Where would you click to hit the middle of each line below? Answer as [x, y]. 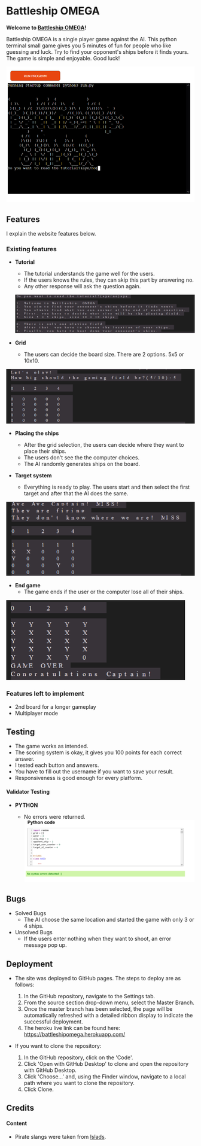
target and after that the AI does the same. [76, 493]
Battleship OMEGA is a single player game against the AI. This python [92, 39]
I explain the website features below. [51, 234]
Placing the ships [37, 433]
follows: [25, 985]
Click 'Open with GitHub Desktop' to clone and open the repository [106, 1063]
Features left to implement [45, 694]
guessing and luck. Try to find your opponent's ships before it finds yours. [98, 51]
